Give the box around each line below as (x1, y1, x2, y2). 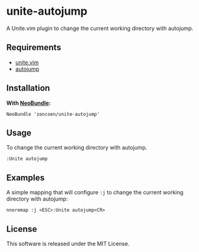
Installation (6, 83, 50, 93)
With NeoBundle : (6, 99, 51, 107)
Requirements (6, 42, 61, 53)
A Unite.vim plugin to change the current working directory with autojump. (6, 25, 194, 32)
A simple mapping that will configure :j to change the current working (6, 189, 184, 196)
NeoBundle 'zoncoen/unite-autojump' (6, 111, 100, 117)
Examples (6, 172, 45, 183)
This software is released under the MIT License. (6, 240, 130, 247)
